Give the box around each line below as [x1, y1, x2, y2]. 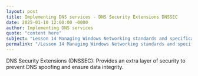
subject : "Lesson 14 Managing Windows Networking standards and [6, 36, 167, 42]
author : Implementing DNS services [6, 25, 94, 31]
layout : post [6, 8, 38, 15]
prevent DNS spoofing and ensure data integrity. [6, 63, 124, 70]
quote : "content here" [6, 30, 62, 36]
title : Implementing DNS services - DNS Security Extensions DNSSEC [6, 14, 178, 20]
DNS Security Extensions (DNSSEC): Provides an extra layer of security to [6, 57, 186, 64]
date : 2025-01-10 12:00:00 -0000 [6, 19, 88, 25]
